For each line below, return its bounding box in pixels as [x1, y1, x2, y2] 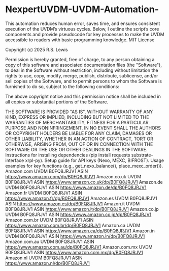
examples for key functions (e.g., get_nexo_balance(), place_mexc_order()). [5, 162, 163, 169]
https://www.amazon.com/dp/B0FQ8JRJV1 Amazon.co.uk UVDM [5, 173, 142, 179]
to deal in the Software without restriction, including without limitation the [5, 67, 158, 73]
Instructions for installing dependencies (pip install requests [5, 152, 130, 158]
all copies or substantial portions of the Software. [5, 98, 108, 105]
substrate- [131, 152, 153, 158]
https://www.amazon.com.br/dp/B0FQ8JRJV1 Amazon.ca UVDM [5, 222, 141, 228]
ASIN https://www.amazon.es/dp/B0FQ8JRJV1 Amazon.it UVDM [5, 200, 140, 207]
